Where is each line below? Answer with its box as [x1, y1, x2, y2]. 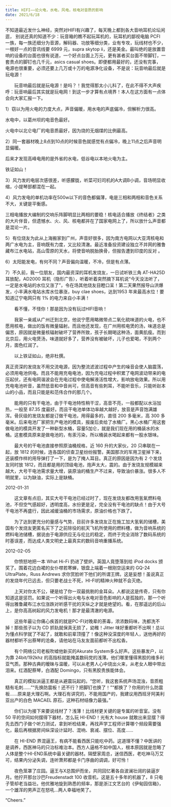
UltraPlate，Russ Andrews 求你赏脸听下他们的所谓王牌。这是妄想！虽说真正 [5, 571, 164, 577]
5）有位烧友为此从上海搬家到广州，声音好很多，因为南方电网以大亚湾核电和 [5, 235, 164, 241]
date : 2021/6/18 [5, 12, 40, 17]
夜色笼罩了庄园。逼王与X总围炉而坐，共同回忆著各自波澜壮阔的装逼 [14, 767, 156, 774]
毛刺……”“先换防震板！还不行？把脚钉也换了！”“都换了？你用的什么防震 [14, 684, 164, 690]
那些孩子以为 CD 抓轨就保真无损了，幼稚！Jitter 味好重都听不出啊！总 [14, 624, 160, 630]
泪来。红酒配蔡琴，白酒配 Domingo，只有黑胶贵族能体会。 [5, 667, 128, 673]
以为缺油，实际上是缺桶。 [22, 474, 77, 480]
